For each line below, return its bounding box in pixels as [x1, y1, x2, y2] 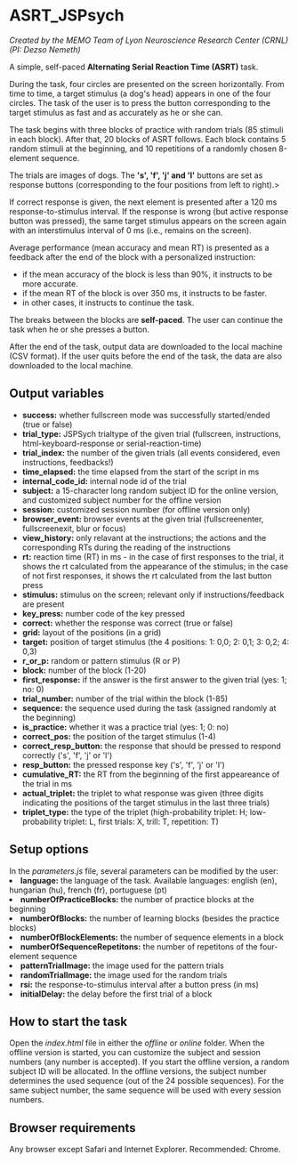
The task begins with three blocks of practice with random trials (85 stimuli [9, 124, 284, 134]
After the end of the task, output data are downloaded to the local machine [9, 341, 283, 351]
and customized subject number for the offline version [21, 495, 222, 505]
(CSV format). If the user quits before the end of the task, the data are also [9, 351, 283, 361]
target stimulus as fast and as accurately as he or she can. [9, 107, 223, 117]
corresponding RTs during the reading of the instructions [21, 542, 231, 553]
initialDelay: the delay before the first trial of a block [20, 989, 213, 999]
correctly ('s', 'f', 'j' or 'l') [21, 749, 113, 761]
